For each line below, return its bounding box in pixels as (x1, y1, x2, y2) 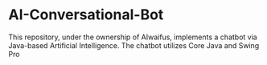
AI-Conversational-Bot (8, 6, 164, 24)
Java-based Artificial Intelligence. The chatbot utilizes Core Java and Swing (8, 40, 260, 50)
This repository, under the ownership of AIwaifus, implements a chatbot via (8, 32, 257, 42)
